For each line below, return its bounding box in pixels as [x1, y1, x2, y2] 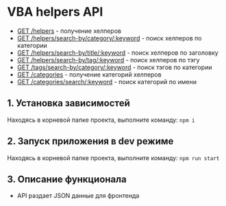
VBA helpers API [7, 4, 103, 20]
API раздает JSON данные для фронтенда [16, 192, 140, 200]
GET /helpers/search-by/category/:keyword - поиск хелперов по [16, 34, 202, 42]
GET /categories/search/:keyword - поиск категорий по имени [16, 77, 197, 86]
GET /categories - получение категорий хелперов [16, 70, 162, 79]
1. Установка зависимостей [7, 97, 130, 110]
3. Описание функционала [7, 173, 127, 185]
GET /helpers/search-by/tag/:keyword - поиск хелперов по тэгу [16, 55, 200, 64]
